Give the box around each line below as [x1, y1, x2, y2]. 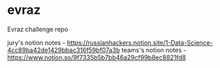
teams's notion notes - [121, 46, 186, 54]
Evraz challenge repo [7, 25, 68, 33]
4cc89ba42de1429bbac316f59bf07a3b [7, 46, 120, 54]
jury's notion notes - [7, 38, 66, 46]
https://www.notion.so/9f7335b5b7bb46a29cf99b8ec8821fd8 [7, 53, 186, 61]
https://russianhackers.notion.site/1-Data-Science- [66, 38, 213, 46]
